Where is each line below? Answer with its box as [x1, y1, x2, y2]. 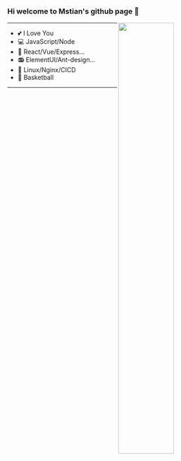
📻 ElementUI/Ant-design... [17, 56, 96, 64]
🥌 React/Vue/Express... [17, 47, 85, 56]
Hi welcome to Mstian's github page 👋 [7, 6, 139, 16]
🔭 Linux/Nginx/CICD [17, 66, 76, 74]
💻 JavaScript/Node [17, 37, 75, 46]
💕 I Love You [17, 29, 54, 37]
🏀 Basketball [17, 74, 54, 82]
